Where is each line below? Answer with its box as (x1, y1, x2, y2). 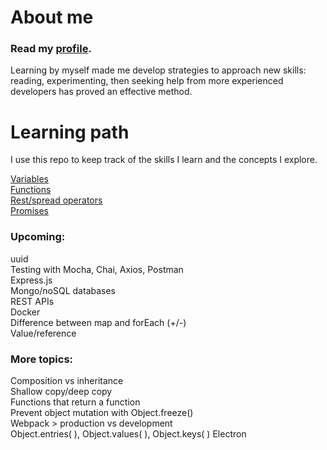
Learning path (10, 121, 130, 143)
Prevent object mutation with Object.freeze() (10, 407, 194, 419)
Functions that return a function (10, 396, 141, 408)
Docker (10, 306, 41, 318)
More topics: (10, 352, 74, 366)
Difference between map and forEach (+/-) (10, 316, 187, 328)
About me (10, 6, 94, 29)
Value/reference (10, 327, 77, 339)
